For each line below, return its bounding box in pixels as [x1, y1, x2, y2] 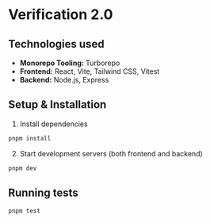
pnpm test [8, 207, 41, 215]
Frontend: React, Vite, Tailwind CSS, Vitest [19, 67, 160, 76]
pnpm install [8, 134, 52, 142]
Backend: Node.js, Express [19, 75, 109, 84]
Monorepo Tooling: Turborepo [19, 58, 120, 67]
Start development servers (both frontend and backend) [19, 148, 204, 158]
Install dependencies [19, 119, 89, 129]
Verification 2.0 [8, 6, 113, 24]
